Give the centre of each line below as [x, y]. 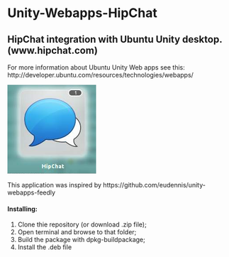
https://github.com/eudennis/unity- [154, 185]
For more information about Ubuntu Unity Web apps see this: [96, 67]
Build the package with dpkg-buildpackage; [81, 240]
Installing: [22, 209]
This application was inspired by [54, 185]
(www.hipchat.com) [52, 50]
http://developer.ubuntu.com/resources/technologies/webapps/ [100, 75]
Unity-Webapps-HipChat [82, 13]
